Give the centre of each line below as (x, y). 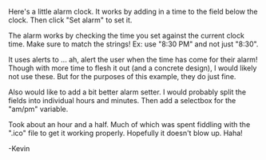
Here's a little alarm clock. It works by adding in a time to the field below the (133, 12)
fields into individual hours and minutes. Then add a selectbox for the (122, 100)
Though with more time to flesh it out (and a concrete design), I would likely (133, 68)
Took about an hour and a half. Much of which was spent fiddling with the (129, 124)
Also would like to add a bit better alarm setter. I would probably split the (127, 92)
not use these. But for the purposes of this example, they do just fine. (122, 76)
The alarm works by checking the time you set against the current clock (127, 36)
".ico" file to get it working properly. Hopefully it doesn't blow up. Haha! (126, 133)
